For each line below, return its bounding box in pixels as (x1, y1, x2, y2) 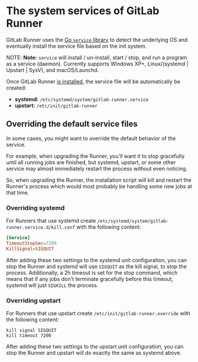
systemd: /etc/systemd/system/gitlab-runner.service (14, 96, 149, 103)
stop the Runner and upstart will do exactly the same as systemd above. (6, 349, 182, 356)
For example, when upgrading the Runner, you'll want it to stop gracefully (6, 152, 185, 159)
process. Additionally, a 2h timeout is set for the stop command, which (6, 269, 178, 276)
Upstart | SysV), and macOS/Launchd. (6, 66, 99, 73)
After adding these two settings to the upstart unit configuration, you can (6, 343, 184, 350)
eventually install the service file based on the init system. (6, 43, 147, 50)
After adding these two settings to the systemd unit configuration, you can (6, 256, 187, 263)
